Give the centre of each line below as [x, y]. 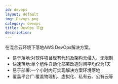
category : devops [23, 23]
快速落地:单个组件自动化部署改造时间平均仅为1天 [61, 64]
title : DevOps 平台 [24, 28]
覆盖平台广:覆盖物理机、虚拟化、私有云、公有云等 [63, 76]
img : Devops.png [22, 19]
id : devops [16, 10]
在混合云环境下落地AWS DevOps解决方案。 [49, 47]
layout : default [22, 14]
